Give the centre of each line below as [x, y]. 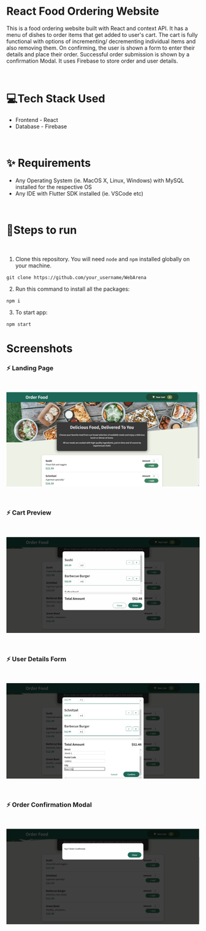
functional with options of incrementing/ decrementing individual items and [101, 41]
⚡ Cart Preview [29, 513]
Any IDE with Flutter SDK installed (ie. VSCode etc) [79, 193]
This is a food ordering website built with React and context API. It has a [97, 28]
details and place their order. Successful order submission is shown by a [98, 54]
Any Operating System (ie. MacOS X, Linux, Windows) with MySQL [100, 180]
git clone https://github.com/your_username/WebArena [77, 277]
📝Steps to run [42, 230]
